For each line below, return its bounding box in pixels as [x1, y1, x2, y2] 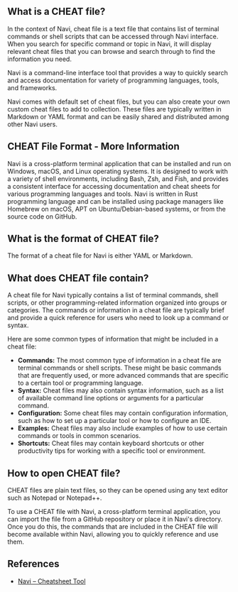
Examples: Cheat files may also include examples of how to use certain [17, 424, 227, 432]
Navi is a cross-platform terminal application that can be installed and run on [7, 159, 232, 168]
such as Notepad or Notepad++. [7, 493, 102, 503]
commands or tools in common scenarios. [17, 432, 141, 440]
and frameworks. [7, 83, 58, 92]
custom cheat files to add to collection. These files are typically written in [7, 104, 222, 113]
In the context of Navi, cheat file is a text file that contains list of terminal [7, 24, 220, 33]
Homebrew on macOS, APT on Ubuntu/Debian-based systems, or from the [7, 204, 226, 213]
